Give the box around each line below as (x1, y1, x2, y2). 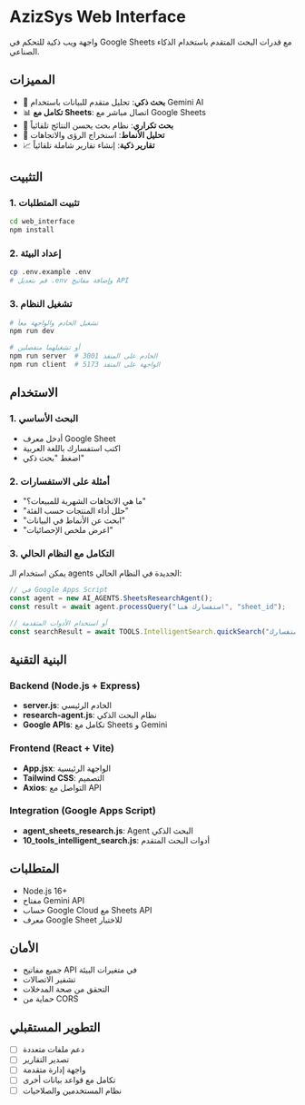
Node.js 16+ (22, 885, 68, 896)
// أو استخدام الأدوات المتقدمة (9, 618, 107, 627)
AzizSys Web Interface (9, 6, 186, 27)
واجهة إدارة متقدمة (22, 1064, 86, 1075)
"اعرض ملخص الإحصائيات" (22, 524, 113, 535)
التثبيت (9, 170, 44, 185)
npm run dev (9, 327, 54, 336)
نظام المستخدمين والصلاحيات (22, 1085, 123, 1096)
